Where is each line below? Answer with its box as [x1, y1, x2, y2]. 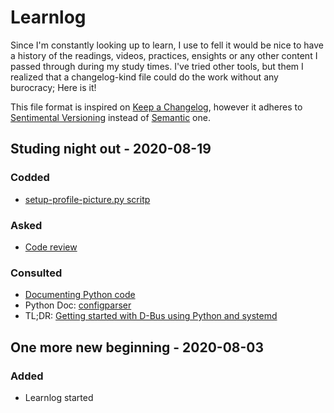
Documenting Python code [24, 289, 136, 301]
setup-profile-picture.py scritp [24, 193, 151, 205]
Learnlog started [24, 391, 94, 403]
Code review [24, 241, 78, 253]
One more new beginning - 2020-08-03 [10, 339, 265, 356]
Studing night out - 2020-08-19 [10, 141, 212, 158]
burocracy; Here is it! [10, 81, 97, 93]
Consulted [10, 266, 63, 280]
